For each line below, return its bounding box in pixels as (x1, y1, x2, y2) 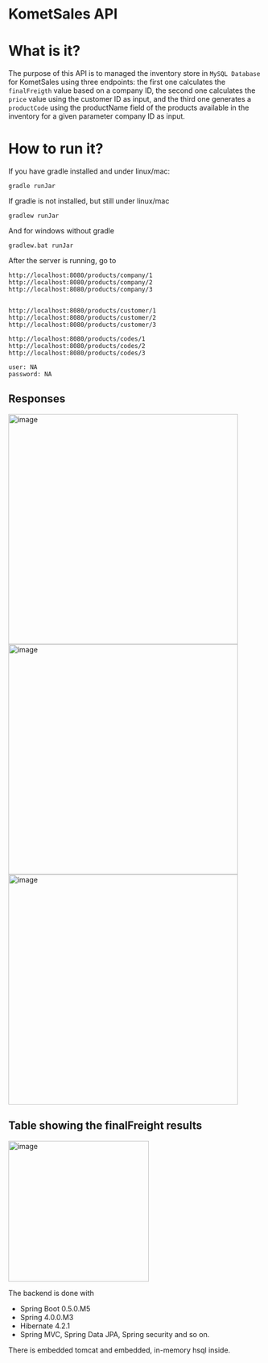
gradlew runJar (8, 212, 60, 220)
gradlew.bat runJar (8, 241, 74, 250)
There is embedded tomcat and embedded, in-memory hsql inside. (8, 1345, 231, 1355)
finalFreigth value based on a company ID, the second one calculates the (8, 86, 256, 95)
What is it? (8, 42, 81, 61)
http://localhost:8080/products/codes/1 (8, 335, 146, 343)
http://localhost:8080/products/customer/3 (8, 321, 157, 329)
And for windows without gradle (8, 226, 115, 236)
